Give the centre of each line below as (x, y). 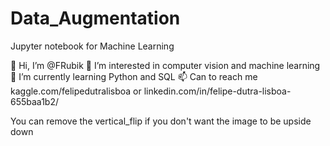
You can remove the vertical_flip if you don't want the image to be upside (161, 121)
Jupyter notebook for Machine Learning (92, 46)
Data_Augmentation (95, 18)
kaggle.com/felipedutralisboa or (76, 91)
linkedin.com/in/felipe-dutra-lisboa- (217, 91)
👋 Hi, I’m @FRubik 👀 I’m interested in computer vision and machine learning (165, 65)
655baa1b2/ (35, 101)
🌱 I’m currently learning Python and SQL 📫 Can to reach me (134, 76)
